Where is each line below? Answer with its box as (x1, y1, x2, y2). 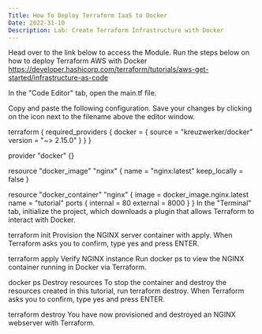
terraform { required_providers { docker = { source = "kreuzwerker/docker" (8, 127, 253, 137)
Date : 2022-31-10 (8, 19, 65, 27)
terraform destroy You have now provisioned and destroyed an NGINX (8, 310, 237, 320)
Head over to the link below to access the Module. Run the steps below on (8, 48, 250, 58)
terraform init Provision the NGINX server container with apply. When (8, 231, 233, 240)
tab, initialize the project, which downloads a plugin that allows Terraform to (8, 207, 255, 216)
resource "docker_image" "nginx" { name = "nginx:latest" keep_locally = (8, 167, 244, 176)
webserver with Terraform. (8, 318, 95, 328)
